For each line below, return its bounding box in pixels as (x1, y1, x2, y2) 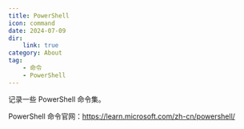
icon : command (8, 19, 56, 27)
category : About (8, 49, 62, 57)
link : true (22, 42, 59, 50)
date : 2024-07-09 (8, 26, 66, 34)
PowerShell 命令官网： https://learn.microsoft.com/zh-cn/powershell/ (8, 111, 236, 121)
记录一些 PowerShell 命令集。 (8, 94, 106, 104)
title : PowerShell (8, 11, 70, 20)
